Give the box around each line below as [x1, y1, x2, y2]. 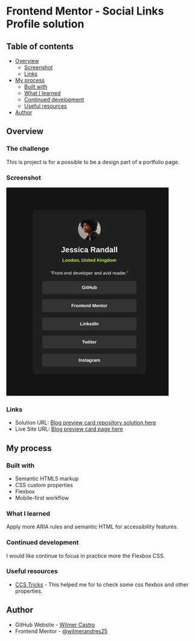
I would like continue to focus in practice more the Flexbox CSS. [6, 552, 165, 559]
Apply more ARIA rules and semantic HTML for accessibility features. [6, 523, 179, 531]
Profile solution [6, 17, 85, 31]
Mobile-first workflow [14, 494, 69, 501]
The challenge [6, 144, 50, 153]
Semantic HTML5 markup [14, 474, 79, 482]
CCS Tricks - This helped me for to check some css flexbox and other [14, 580, 189, 588]
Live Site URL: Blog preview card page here [14, 425, 124, 433]
